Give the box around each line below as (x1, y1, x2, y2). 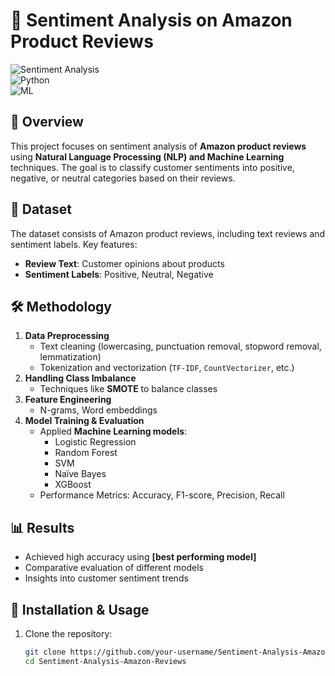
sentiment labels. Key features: (10, 238, 138, 250)
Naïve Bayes (54, 468, 107, 480)
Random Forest (54, 447, 118, 459)
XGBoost (54, 479, 92, 491)
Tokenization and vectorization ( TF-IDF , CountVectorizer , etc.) (39, 362, 295, 374)
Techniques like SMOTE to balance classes (39, 383, 218, 395)
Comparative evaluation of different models (24, 562, 204, 574)
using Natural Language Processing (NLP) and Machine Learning (10, 150, 285, 163)
